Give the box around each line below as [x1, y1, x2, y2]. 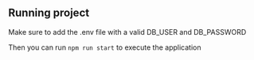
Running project [8, 6, 90, 20]
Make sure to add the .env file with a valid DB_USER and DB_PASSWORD [8, 27, 247, 36]
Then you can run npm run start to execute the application [8, 43, 201, 52]
